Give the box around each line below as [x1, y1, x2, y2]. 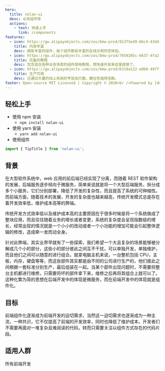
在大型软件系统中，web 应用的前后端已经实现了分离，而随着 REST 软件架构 [5, 175, 158, 181]
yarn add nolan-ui [19, 132, 57, 137]
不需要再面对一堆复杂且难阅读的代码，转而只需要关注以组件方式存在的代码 [5, 325, 156, 331]
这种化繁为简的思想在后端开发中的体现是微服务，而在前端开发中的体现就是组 [5, 276, 160, 282]
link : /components [18, 30, 56, 35]
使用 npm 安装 [12, 114, 41, 120]
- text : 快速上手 [14, 26, 47, 31]
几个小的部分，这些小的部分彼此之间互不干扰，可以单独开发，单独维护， [13, 246, 160, 252]
